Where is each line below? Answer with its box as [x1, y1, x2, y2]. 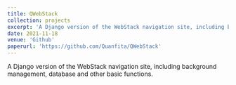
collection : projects [7, 17, 71, 24]
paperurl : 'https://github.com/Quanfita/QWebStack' [7, 43, 162, 50]
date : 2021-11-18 [7, 30, 58, 37]
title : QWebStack [7, 10, 58, 18]
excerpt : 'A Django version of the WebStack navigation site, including [7, 23, 225, 30]
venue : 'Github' [7, 37, 55, 44]
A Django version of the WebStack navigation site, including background [7, 63, 217, 70]
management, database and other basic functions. [7, 70, 153, 78]
